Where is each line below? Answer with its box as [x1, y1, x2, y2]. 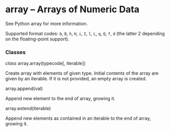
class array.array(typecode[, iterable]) [5, 60, 86, 67]
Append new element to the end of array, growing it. [5, 96, 116, 102]
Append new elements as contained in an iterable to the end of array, [5, 115, 151, 121]
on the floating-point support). [5, 36, 70, 42]
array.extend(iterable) [5, 105, 51, 112]
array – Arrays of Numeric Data [5, 4, 140, 15]
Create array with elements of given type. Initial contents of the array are [5, 70, 159, 76]
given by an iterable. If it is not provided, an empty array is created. [5, 76, 147, 82]
